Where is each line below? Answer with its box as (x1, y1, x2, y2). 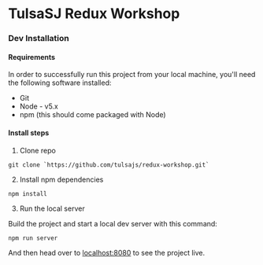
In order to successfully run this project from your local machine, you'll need (8, 70, 256, 79)
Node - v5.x (19, 101, 59, 111)
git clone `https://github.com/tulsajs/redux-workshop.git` (8, 160, 210, 169)
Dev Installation (8, 33, 69, 44)
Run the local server (19, 204, 85, 213)
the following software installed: (8, 78, 112, 87)
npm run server (8, 234, 58, 242)
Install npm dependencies (19, 175, 104, 184)
